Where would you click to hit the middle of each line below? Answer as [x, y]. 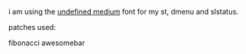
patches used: [32, 27]
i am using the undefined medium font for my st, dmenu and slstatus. [124, 12]
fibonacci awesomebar [47, 43]
